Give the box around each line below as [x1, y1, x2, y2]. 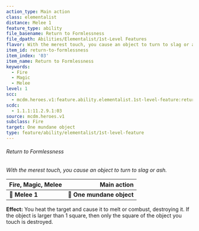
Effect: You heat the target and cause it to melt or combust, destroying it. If [6, 206, 190, 213]
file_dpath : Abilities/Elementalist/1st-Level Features [6, 36, 147, 42]
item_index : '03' [6, 53, 49, 59]
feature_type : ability [6, 25, 62, 31]
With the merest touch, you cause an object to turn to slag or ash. [6, 166, 167, 174]
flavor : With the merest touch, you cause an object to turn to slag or [6, 42, 190, 48]
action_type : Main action [6, 8, 70, 15]
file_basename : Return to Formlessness [6, 31, 105, 37]
